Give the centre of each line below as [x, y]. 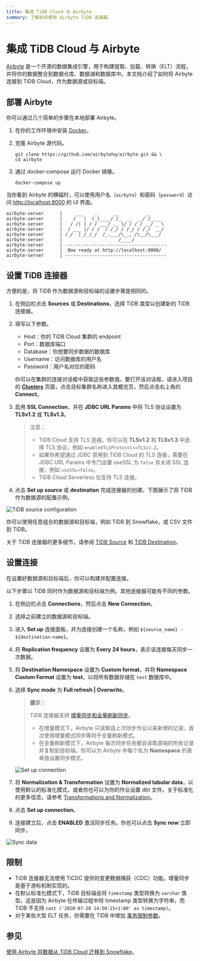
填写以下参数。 [33, 324]
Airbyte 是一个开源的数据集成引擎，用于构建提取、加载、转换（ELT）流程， [99, 66]
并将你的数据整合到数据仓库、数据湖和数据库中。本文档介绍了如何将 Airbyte [99, 74]
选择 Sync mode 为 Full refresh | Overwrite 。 [71, 690]
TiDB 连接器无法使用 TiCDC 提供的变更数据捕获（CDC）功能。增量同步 [102, 878]
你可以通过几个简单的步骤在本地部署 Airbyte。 [63, 118]
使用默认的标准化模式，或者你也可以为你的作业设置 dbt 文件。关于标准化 [104, 789]
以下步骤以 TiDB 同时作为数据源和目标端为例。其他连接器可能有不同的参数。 [100, 591]
